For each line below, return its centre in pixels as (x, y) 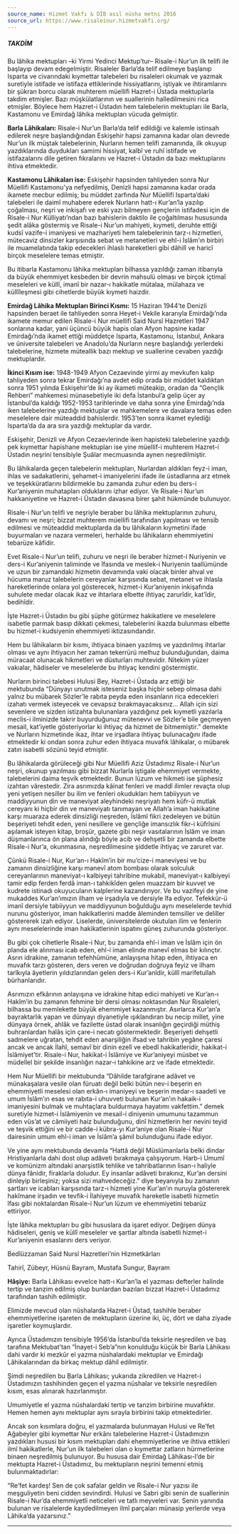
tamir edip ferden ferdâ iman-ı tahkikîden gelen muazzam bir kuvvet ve (111, 883)
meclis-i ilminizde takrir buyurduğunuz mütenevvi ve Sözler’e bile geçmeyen (119, 719)
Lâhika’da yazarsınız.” (39, 1516)
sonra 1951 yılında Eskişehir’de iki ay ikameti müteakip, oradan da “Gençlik (116, 388)
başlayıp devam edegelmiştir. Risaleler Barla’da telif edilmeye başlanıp (110, 69)
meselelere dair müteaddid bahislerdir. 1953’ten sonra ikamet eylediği (109, 418)
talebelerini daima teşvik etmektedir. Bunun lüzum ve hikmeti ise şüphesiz (115, 778)
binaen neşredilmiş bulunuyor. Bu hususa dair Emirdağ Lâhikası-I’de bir (111, 1457)
